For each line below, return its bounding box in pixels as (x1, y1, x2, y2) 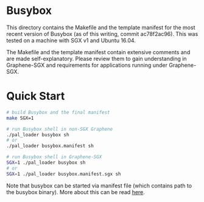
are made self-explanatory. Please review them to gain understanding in (6, 55, 187, 62)
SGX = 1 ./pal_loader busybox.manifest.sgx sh (6, 171, 121, 177)
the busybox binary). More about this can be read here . (6, 188, 145, 195)
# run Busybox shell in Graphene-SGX (6, 154, 102, 160)
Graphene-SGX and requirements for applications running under (6, 61, 168, 69)
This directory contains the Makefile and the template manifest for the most (6, 24, 195, 31)
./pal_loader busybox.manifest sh (6, 143, 94, 149)
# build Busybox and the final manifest (6, 109, 111, 116)
